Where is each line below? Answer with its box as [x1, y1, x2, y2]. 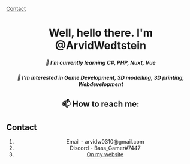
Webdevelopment [77, 80, 124, 88]
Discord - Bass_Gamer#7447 [70, 144, 141, 152]
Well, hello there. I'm [49, 26, 153, 40]
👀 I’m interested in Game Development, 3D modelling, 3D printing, [17, 74, 185, 82]
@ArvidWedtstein [55, 39, 147, 53]
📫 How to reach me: [62, 99, 140, 109]
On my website [86, 151, 124, 158]
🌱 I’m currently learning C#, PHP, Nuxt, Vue [46, 59, 156, 66]
